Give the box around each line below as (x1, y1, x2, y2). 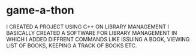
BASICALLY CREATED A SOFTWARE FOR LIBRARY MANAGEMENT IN (6, 29, 177, 36)
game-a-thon (6, 4, 74, 17)
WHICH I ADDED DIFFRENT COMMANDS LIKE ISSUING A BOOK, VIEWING (6, 35, 190, 43)
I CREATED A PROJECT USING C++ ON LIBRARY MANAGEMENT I (6, 23, 169, 30)
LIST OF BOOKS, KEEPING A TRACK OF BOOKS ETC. (6, 42, 137, 49)
